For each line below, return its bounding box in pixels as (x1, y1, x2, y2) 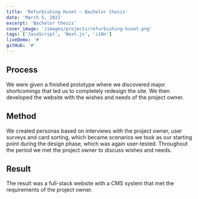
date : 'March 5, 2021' (6, 14, 63, 21)
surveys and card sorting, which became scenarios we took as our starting (6, 133, 193, 141)
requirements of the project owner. (6, 186, 93, 194)
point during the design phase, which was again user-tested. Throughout (6, 140, 188, 147)
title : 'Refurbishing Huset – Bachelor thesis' (6, 8, 129, 15)
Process (6, 65, 38, 75)
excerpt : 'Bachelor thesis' (6, 20, 77, 26)
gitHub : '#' (6, 43, 36, 49)
